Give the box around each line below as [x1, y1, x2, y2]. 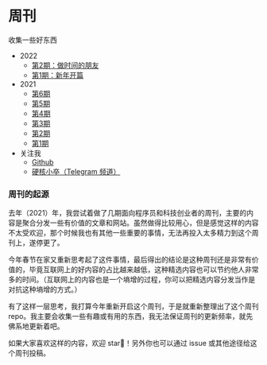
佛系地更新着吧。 [8, 321, 64, 331]
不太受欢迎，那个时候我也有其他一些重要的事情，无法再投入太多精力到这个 [8, 228, 252, 238]
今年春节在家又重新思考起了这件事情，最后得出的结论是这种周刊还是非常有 [8, 255, 252, 265]
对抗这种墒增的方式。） [8, 285, 82, 294]
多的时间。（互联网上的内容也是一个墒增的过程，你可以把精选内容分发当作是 [8, 275, 256, 285]
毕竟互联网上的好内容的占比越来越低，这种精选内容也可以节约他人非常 [29, 265, 259, 274]
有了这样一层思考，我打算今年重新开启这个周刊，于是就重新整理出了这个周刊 [8, 301, 259, 311]
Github [31, 157, 54, 167]
